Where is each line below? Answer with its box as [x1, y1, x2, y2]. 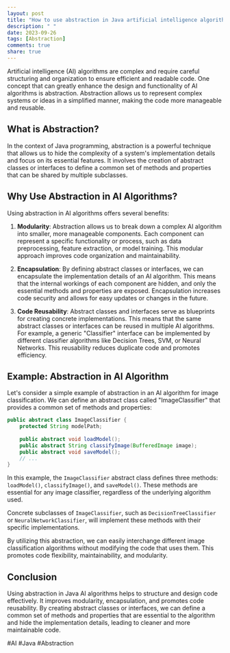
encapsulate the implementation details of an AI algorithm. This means [16, 272, 216, 280]
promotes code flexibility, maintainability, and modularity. [7, 551, 168, 560]
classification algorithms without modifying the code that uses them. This [7, 544, 214, 552]
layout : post [7, 10, 44, 17]
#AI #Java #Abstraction [7, 639, 74, 648]
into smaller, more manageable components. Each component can [16, 229, 204, 237]
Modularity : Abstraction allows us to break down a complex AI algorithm [16, 222, 222, 230]
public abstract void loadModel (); [19, 436, 121, 442]
